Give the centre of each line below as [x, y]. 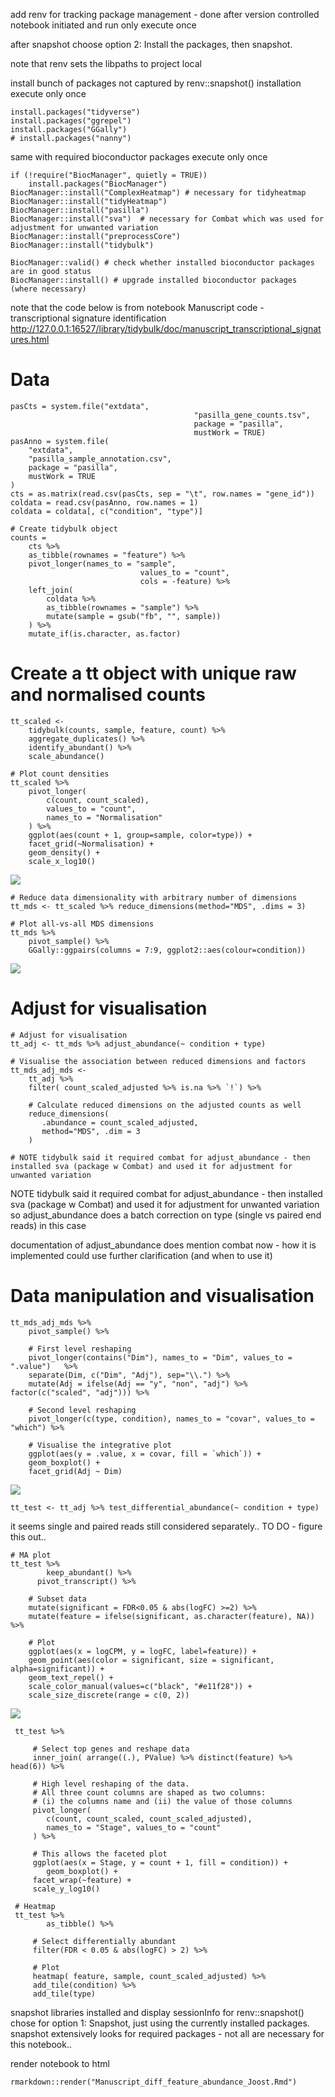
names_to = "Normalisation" [104, 817]
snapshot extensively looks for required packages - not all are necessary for [167, 2033]
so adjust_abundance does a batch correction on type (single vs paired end [166, 1215]
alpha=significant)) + [57, 1669]
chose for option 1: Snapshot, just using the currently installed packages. [160, 2023]
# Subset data [57, 1599]
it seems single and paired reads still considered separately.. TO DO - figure [166, 1526]
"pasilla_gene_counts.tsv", [252, 415]
